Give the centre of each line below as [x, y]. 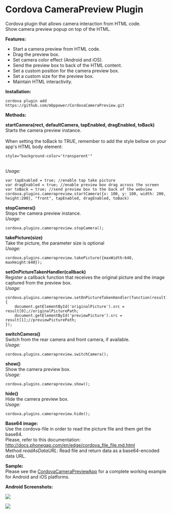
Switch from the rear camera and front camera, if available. [68, 339]
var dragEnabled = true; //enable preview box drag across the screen [82, 185]
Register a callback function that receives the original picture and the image [85, 277]
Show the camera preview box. [38, 369]
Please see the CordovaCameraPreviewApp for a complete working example [86, 471]
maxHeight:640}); [24, 262]
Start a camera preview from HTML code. [57, 49]
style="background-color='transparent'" [49, 156]
